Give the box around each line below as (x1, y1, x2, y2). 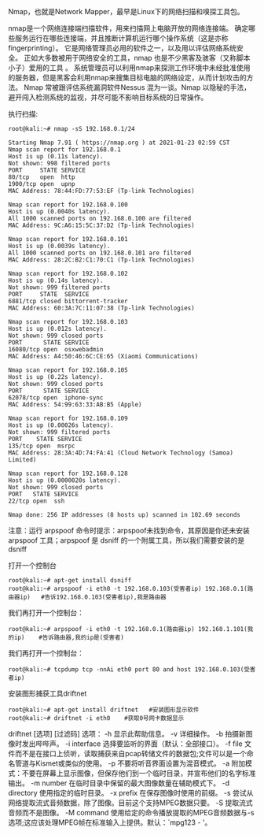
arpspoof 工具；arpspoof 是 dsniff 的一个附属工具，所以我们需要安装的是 (8, 536, 245, 545)
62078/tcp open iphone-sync (8, 394, 104, 402)
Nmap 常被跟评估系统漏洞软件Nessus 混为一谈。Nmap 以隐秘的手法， (23, 83, 251, 92)
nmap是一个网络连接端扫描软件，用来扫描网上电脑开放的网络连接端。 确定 (8, 24, 249, 33)
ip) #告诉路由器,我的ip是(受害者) (13, 633, 124, 641)
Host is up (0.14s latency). (8, 276, 104, 284)
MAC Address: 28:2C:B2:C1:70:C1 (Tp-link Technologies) (8, 256, 195, 264)
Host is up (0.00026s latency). (8, 421, 114, 429)
